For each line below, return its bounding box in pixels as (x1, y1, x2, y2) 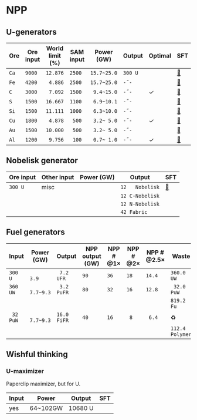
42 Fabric (120, 209, 148, 215)
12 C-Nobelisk (120, 192, 160, 199)
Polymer (170, 331, 192, 338)
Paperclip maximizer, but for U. (6, 380, 81, 388)
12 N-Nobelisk (120, 200, 160, 207)
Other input (41, 173, 74, 181)
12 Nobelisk (120, 183, 160, 190)
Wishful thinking (6, 350, 69, 359)
